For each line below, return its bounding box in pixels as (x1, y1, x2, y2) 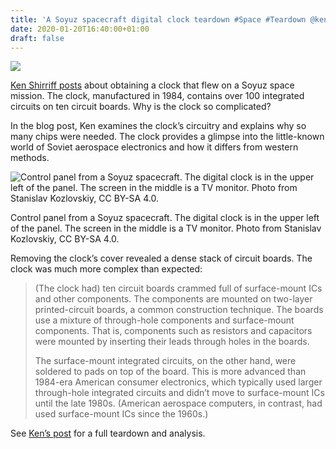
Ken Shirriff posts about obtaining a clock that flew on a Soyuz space (10, 79, 295, 91)
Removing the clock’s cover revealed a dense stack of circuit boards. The (10, 252, 313, 265)
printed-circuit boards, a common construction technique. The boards (34, 304, 324, 316)
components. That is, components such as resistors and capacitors (34, 325, 313, 337)
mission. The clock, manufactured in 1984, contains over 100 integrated (10, 90, 305, 102)
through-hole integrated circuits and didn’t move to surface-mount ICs (34, 387, 325, 399)
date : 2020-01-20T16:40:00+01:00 (10, 24, 150, 34)
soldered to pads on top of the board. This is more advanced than (34, 366, 307, 378)
